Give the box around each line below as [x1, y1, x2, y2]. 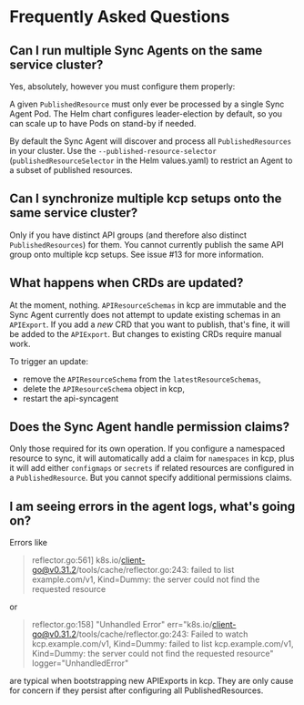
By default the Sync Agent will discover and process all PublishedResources [9, 136, 292, 147]
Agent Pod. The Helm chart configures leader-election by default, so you [9, 108, 283, 119]
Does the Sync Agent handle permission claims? [9, 419, 289, 434]
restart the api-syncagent [22, 393, 119, 404]
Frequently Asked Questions [9, 6, 230, 27]
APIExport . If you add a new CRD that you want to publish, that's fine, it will [9, 319, 290, 330]
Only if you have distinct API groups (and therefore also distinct [9, 230, 248, 240]
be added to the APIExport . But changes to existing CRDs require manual [9, 328, 282, 339]
